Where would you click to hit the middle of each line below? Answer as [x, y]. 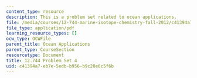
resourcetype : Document [35, 55]
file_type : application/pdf [40, 28]
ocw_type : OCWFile [28, 39]
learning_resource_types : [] [42, 33]
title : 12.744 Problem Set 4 [42, 60]
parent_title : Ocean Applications [48, 45]
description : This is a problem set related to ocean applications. [91, 17]
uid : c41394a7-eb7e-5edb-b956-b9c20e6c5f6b [60, 66]
